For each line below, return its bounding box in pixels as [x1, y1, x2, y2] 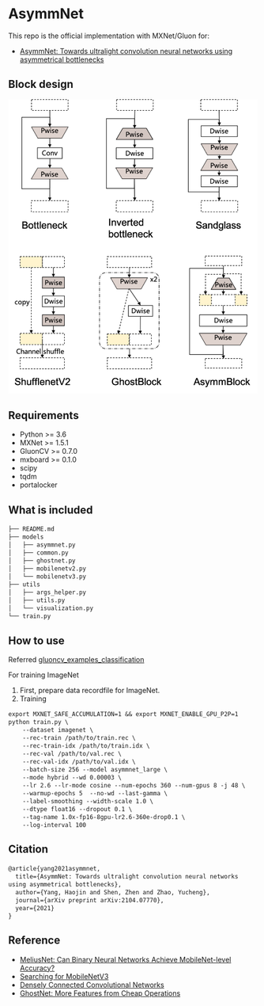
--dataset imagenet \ [22, 726, 93, 734]
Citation [8, 843, 49, 856]
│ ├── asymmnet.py [8, 541, 77, 549]
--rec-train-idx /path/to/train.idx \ [22, 742, 150, 750]
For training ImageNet [8, 670, 79, 680]
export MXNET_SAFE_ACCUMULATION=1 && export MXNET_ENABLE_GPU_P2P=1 [8, 711, 239, 718]
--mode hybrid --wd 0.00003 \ [22, 774, 123, 782]
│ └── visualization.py [8, 604, 93, 612]
